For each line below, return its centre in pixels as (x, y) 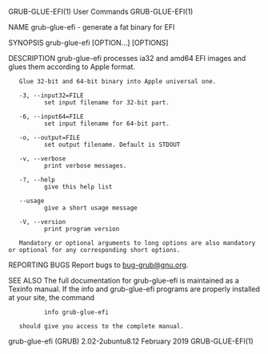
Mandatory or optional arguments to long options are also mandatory (137, 243)
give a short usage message (90, 208)
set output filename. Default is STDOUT (112, 144)
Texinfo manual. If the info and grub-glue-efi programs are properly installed (134, 289)
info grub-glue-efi (76, 312)
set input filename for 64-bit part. (107, 124)
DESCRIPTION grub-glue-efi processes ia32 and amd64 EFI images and (127, 58)
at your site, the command (51, 297)
